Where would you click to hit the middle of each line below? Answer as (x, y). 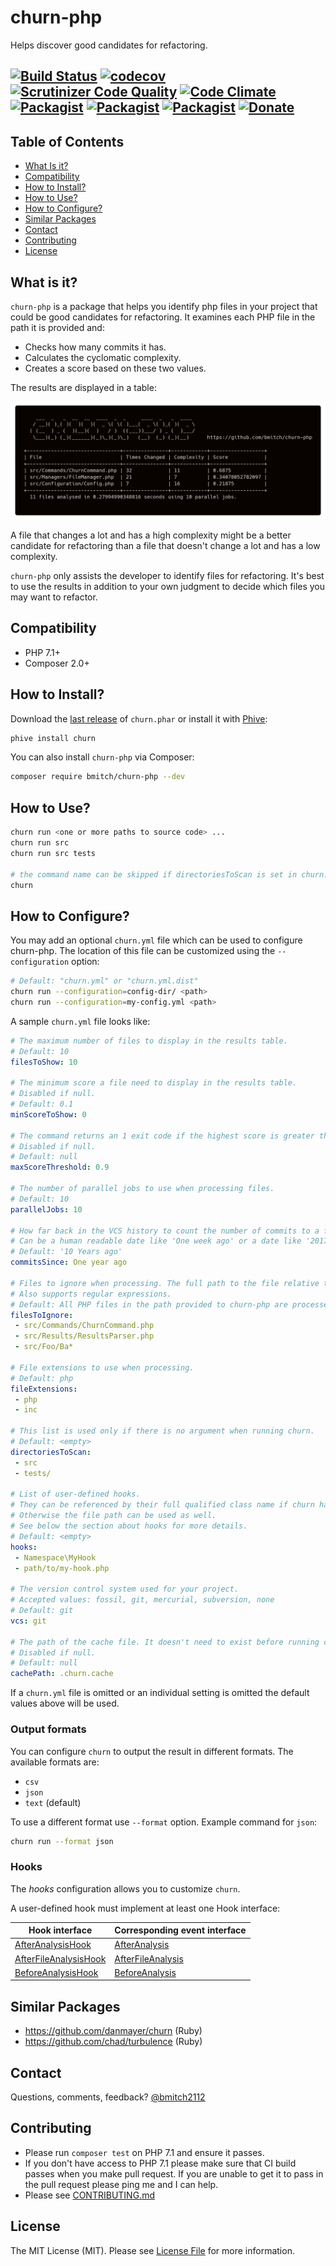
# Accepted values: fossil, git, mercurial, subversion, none (142, 1600)
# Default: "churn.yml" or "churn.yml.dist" (104, 981)
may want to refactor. (54, 597)
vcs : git (28, 1621)
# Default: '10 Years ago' (66, 1252)
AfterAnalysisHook (53, 1945)
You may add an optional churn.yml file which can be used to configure (156, 940)
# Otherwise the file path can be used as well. (113, 1516)
